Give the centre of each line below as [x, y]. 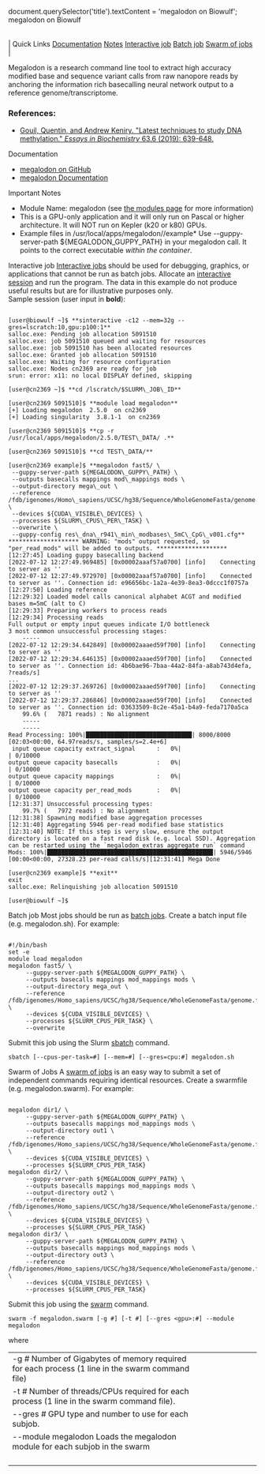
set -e [19, 952]
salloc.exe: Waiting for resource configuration [90, 362]
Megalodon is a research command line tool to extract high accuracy [120, 68]
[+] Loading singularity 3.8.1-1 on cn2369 [84, 418]
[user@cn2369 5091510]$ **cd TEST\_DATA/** [81, 452]
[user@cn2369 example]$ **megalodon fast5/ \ [84, 466]
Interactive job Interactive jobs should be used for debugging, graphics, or [129, 266]
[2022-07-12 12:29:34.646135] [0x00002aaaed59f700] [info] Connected [130, 659]
